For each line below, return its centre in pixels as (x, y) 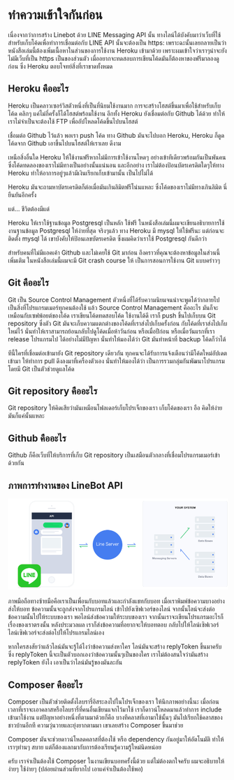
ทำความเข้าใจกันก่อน (56, 15)
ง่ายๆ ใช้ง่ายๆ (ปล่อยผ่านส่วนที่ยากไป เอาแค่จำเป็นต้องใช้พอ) (76, 769)
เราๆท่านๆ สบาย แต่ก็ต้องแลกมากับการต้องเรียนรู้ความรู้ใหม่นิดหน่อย (85, 747)
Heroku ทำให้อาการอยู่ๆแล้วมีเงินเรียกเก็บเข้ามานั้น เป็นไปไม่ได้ (80, 173)
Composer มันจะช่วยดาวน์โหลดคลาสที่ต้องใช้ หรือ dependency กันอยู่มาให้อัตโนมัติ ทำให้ (116, 739)
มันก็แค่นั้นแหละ (26, 416)
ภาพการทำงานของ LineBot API (65, 485)
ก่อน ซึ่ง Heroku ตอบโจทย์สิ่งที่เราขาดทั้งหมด (60, 66)
